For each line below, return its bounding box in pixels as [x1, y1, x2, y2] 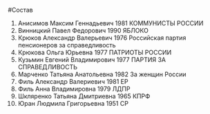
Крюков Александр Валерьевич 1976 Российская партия [17, 34, 187, 42]
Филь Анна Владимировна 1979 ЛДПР [17, 85, 131, 93]
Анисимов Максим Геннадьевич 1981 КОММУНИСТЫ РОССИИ [17, 19, 204, 27]
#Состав [8, 6, 33, 14]
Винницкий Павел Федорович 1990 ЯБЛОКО [17, 27, 149, 34]
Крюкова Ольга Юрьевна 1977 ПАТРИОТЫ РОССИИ [17, 48, 172, 56]
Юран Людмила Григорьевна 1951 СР [17, 100, 128, 107]
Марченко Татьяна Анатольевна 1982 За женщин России [17, 70, 187, 78]
